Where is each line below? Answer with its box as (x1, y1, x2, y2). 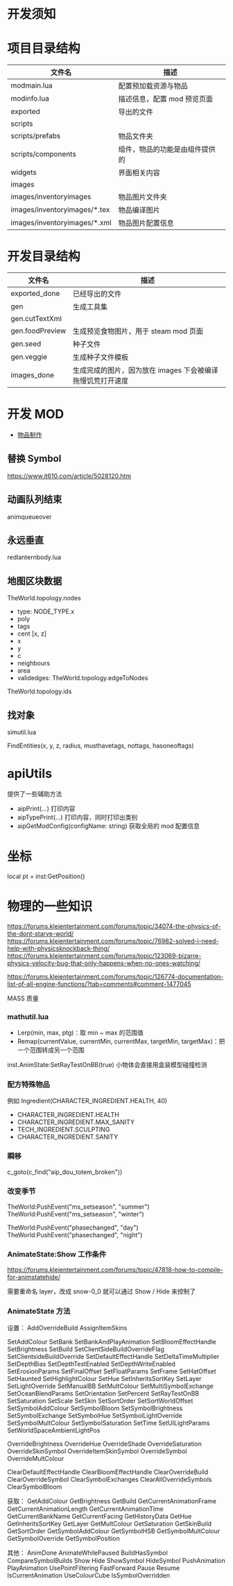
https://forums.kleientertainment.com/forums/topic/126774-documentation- (7, 972, 224, 980)
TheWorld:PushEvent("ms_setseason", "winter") (7, 1210, 144, 1219)
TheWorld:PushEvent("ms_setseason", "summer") (7, 1203, 150, 1211)
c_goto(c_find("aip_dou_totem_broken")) (7, 1168, 123, 1176)
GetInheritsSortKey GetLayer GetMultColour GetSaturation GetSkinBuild (7, 1519, 212, 1528)
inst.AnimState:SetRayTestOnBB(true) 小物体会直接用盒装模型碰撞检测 (7, 1061, 207, 1069)
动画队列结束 (7, 494, 62, 506)
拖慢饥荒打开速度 (72, 376, 129, 386)
